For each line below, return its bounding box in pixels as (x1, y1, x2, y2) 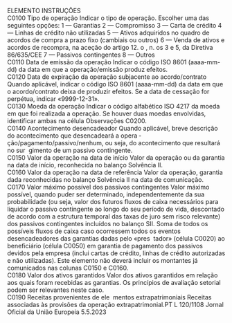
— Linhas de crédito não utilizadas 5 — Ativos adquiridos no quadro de (7, 28, 210, 37)
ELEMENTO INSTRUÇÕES (7, 7, 81, 15)
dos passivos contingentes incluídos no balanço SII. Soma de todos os (7, 220, 208, 228)
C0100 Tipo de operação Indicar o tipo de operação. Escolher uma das (7, 14, 210, 22)
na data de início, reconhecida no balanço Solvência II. (7, 161, 163, 169)
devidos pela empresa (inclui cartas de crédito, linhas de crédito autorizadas (7, 249, 226, 257)
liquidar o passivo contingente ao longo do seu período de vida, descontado (7, 205, 225, 213)
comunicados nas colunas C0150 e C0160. (7, 264, 129, 272)
